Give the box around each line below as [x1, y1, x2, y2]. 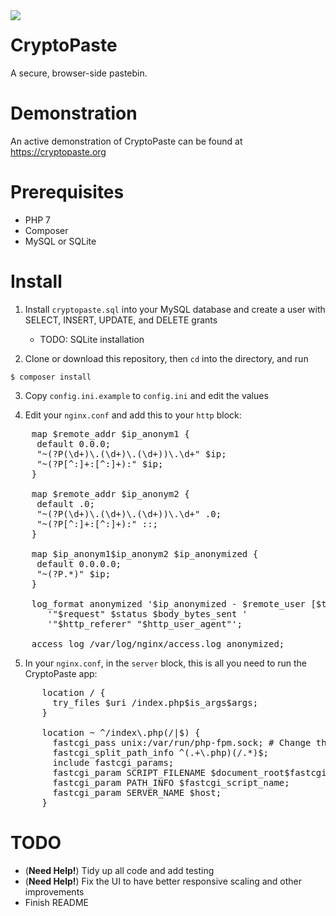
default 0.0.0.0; [36, 558, 122, 569]
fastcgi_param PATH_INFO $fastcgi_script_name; [52, 777, 290, 788]
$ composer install [10, 372, 92, 382]
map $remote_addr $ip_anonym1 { [31, 428, 190, 439]
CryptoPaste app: [24, 667, 98, 679]
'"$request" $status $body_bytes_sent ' [47, 608, 248, 619]
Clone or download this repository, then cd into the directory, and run [24, 352, 309, 364]
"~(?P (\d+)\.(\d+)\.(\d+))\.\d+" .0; [36, 508, 222, 519]
